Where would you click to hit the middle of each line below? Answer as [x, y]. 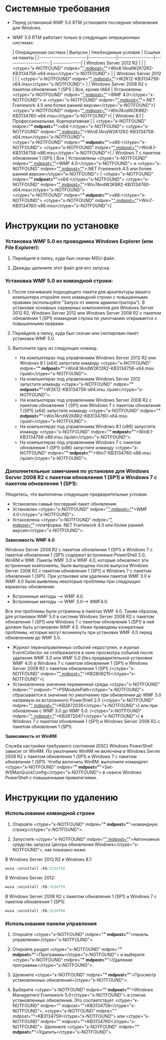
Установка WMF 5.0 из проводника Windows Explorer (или [79, 241]
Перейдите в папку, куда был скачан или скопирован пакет [75, 333]
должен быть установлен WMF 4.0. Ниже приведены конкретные [75, 627]
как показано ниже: [65, 849]
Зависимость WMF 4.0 [30, 540]
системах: [23, 42]
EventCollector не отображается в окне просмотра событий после [83, 653]
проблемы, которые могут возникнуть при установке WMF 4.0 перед [79, 632]
